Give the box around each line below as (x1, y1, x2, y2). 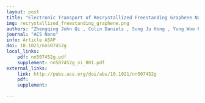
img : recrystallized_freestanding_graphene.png (6, 20, 130, 26)
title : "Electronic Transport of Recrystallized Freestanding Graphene (6, 15, 192, 21)
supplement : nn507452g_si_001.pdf (17, 59, 105, 65)
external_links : (6, 65, 48, 71)
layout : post (6, 8, 40, 15)
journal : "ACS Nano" (6, 32, 59, 38)
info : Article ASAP (6, 37, 56, 43)
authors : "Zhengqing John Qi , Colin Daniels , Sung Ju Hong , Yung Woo (6, 25, 195, 32)
